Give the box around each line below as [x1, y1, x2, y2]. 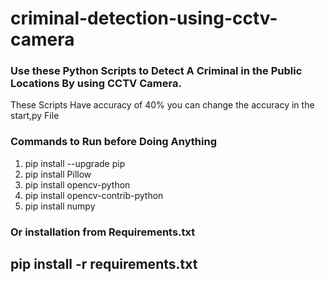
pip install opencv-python [24, 178, 131, 191]
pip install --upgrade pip [24, 157, 126, 169]
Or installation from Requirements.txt [10, 225, 196, 239]
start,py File [10, 110, 60, 122]
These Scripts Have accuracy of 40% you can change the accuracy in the [10, 99, 315, 111]
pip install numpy [24, 200, 96, 212]
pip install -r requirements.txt [10, 256, 198, 273]
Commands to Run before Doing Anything [10, 135, 217, 149]
